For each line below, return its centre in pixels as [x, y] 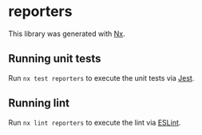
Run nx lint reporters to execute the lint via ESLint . [95, 122]
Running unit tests [55, 59]
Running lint [39, 103]
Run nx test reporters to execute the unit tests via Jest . [101, 77]
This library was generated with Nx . [67, 34]
